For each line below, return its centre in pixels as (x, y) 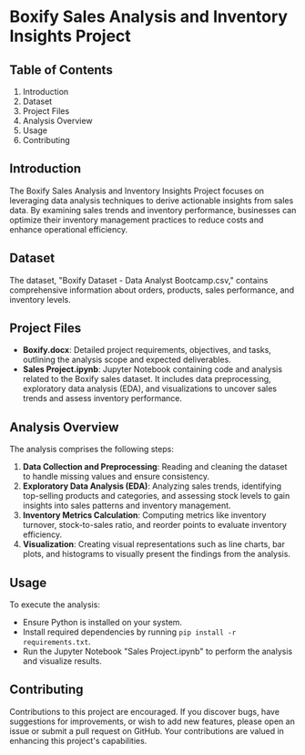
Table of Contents (61, 70)
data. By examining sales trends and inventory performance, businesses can (153, 210)
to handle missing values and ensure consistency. (116, 477)
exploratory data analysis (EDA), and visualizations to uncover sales (150, 388)
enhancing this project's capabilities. (78, 740)
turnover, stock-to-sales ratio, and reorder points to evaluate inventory (154, 525)
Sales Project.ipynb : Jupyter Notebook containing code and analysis (152, 369)
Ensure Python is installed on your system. (102, 623)
